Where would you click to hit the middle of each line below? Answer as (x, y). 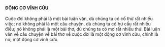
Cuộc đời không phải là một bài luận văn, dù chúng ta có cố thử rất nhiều (79, 19)
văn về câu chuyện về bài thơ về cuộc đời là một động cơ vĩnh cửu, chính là (82, 34)
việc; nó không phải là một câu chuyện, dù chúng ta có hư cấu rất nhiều (78, 24)
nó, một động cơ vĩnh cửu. (32, 40)
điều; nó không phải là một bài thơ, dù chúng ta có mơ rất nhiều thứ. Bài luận (82, 29)
